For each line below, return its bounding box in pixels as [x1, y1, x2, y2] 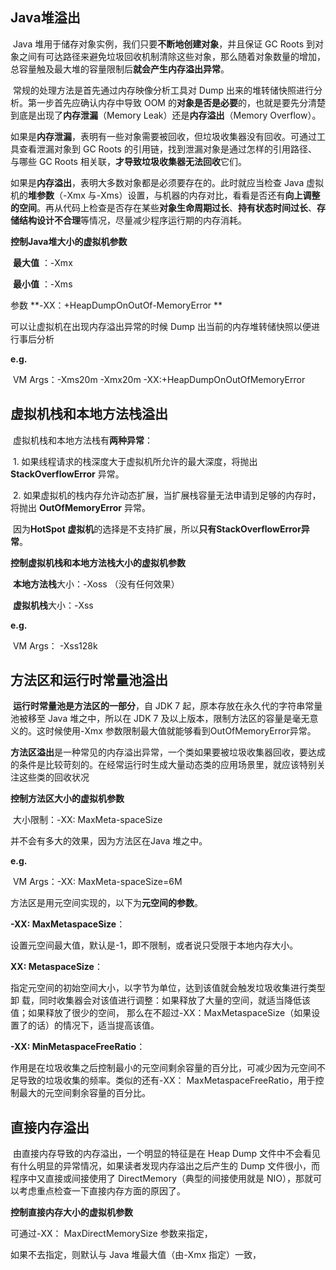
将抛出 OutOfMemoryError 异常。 [10, 501, 151, 513]
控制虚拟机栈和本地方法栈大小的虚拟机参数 [10, 556, 186, 568]
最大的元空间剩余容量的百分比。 [18, 1087, 151, 1099]
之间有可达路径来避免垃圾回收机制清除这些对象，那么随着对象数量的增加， [18, 50, 326, 62]
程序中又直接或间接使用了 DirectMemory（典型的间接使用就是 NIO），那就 [10, 1173, 313, 1185]
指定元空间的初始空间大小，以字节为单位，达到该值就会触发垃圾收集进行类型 [10, 982, 326, 994]
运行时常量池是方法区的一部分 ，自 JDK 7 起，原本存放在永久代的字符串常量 [12, 700, 323, 712]
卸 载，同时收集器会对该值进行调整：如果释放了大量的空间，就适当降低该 [10, 994, 311, 1007]
